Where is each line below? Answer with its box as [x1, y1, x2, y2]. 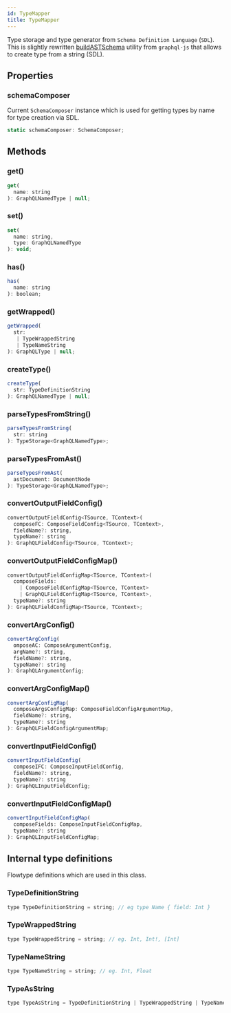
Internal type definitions [7, 853, 113, 864]
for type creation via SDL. [7, 114, 80, 122]
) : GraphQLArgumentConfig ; [7, 668, 85, 674]
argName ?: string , [13, 648, 67, 655]
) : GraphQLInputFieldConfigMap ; [7, 833, 100, 840]
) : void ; [7, 246, 32, 253]
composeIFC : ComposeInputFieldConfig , [13, 763, 125, 771]
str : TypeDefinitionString [13, 386, 91, 393]
